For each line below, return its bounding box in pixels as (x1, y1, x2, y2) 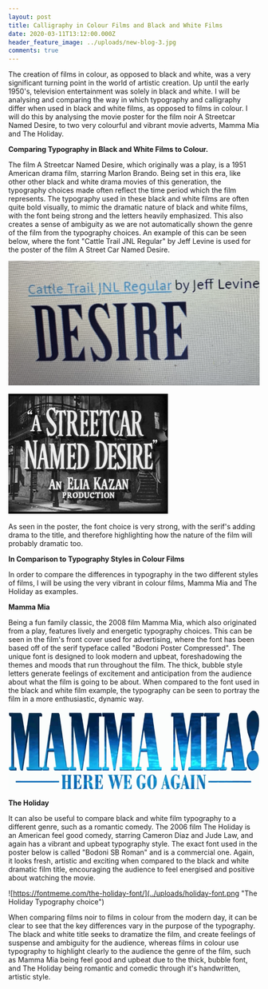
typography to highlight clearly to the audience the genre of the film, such (8, 947, 251, 956)
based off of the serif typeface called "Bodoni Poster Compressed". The (8, 644, 246, 653)
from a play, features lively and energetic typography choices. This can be (8, 626, 253, 636)
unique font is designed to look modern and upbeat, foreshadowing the (8, 652, 242, 661)
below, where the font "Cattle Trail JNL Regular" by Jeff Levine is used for (8, 237, 251, 246)
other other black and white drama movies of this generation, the (8, 177, 222, 187)
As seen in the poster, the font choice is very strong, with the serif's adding (8, 522, 255, 532)
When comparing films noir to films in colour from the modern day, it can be (8, 912, 258, 923)
